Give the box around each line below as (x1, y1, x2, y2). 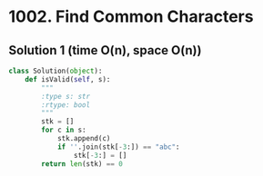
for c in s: (41, 125, 87, 135)
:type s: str (41, 92, 91, 101)
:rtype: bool (41, 100, 91, 110)
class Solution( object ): (8, 66, 103, 75)
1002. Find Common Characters (8, 6, 254, 27)
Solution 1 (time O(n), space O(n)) (8, 43, 202, 58)
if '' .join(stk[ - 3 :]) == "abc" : (56, 142, 180, 152)
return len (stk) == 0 (41, 159, 124, 169)
